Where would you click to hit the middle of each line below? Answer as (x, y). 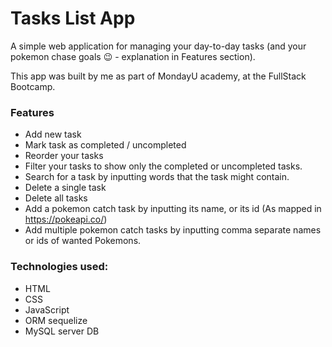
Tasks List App (73, 18)
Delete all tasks (56, 198)
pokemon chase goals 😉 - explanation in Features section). (133, 56)
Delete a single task (65, 188)
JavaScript (47, 309)
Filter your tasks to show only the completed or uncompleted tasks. (163, 166)
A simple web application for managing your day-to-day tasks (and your (158, 46)
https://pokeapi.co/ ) (66, 219)
